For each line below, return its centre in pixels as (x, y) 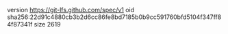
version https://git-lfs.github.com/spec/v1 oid (71, 10)
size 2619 (47, 24)
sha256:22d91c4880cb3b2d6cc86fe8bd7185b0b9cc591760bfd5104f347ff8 (114, 17)
